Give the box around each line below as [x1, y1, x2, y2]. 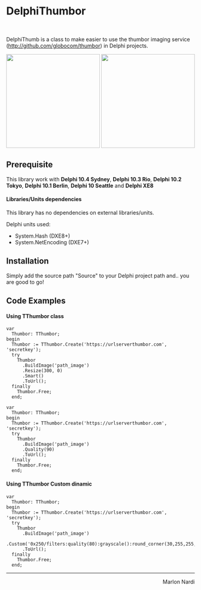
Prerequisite [6, 160, 53, 170]
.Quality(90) [22, 447, 55, 453]
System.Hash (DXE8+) [14, 232, 71, 239]
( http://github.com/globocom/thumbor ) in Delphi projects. [6, 42, 148, 49]
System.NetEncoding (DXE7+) [14, 238, 90, 245]
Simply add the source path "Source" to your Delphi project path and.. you [6, 272, 190, 279]
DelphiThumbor [6, 4, 86, 18]
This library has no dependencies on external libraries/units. [6, 209, 154, 216]
